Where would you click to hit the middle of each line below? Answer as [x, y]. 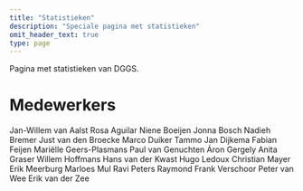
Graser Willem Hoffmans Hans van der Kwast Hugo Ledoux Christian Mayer [150, 159]
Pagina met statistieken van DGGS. [74, 69]
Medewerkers [63, 105]
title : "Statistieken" [52, 18]
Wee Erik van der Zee [50, 178]
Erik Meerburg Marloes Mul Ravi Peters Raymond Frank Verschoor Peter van [151, 169]
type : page [30, 43]
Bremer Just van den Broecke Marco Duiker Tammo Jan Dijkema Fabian [143, 140]
